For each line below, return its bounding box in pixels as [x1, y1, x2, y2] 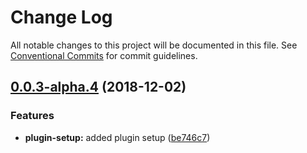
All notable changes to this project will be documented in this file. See [10, 39, 298, 51]
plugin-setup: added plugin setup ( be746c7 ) [24, 131, 211, 143]
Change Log [10, 6, 113, 29]
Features [10, 109, 55, 123]
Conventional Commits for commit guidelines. [10, 49, 198, 61]
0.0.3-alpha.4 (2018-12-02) [10, 79, 187, 96]
